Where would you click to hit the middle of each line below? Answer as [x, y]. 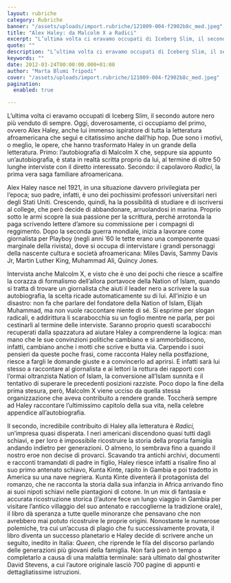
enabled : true [33, 90]
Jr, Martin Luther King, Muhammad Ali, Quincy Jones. [83, 261]
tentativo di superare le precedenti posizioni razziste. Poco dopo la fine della [115, 384]
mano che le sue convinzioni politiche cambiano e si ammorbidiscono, [107, 340]
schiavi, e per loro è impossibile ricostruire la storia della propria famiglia [110, 441]
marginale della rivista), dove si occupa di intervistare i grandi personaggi [111, 246]
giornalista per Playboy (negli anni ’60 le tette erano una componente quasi [113, 239]
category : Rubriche [35, 20]
